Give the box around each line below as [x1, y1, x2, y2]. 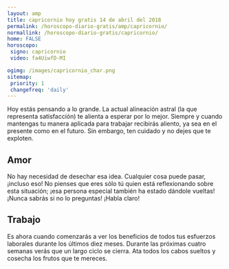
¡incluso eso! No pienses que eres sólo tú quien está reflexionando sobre [7, 180, 214, 188]
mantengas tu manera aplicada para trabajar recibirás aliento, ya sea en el [7, 119, 217, 128]
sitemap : [7, 73, 32, 80]
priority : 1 [10, 80, 45, 86]
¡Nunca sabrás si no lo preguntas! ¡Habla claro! [7, 194, 140, 202]
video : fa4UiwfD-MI [10, 55, 67, 62]
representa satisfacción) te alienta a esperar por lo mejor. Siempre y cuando [7, 113, 223, 121]
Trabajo [7, 214, 41, 226]
